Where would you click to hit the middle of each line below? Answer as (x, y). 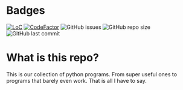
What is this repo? (53, 58)
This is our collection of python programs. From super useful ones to (91, 74)
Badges (26, 10)
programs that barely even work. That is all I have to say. (76, 80)
